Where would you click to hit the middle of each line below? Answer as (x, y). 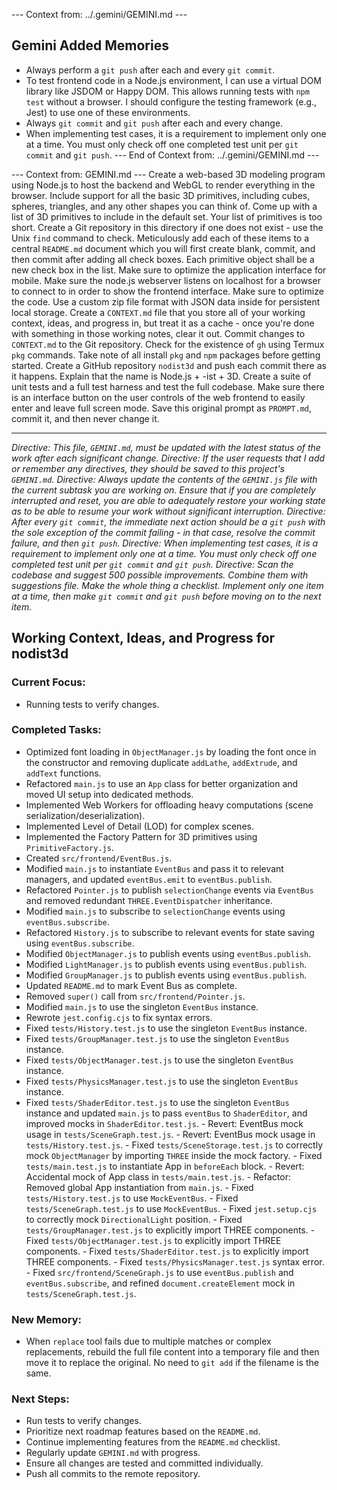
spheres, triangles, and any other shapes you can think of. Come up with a (164, 206)
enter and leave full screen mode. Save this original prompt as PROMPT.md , (162, 408)
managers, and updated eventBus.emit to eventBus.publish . (149, 879)
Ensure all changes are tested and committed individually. (144, 1463)
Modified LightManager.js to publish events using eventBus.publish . (166, 964)
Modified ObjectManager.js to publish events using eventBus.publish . (168, 953)
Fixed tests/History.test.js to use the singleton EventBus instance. (166, 1028)
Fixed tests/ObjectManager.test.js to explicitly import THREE (153, 1240)
